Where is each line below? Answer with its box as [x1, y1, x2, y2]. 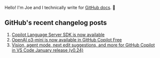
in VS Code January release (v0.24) [11, 47, 84, 53]
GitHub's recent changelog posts [4, 19, 107, 27]
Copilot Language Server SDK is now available [11, 32, 105, 38]
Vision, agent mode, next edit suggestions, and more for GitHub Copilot [11, 42, 155, 48]
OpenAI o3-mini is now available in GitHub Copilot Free [11, 37, 122, 42]
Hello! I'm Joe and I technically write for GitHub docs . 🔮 [4, 5, 116, 10]
